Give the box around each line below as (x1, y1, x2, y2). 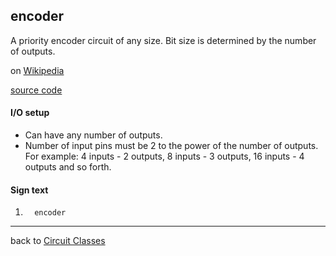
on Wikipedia (10, 64, 65, 76)
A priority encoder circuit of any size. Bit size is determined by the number (10, 34, 317, 46)
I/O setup (10, 107, 50, 119)
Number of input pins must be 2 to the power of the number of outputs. (24, 140, 319, 152)
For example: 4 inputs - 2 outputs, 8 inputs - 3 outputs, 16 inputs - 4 (24, 150, 305, 163)
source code (10, 84, 63, 96)
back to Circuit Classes (10, 235, 106, 247)
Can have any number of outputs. (24, 129, 163, 141)
